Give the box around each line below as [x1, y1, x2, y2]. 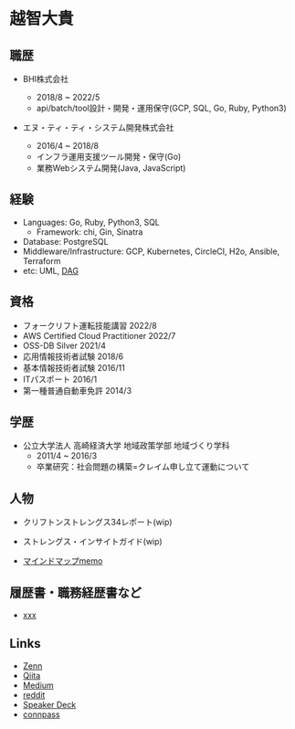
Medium [22, 680, 55, 691]
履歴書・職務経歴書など [9, 585, 142, 600]
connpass [22, 709, 61, 720]
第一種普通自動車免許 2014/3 [22, 385, 132, 396]
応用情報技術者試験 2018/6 [22, 351, 124, 362]
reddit [22, 689, 46, 700]
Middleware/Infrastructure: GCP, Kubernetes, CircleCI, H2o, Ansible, [22, 246, 280, 257]
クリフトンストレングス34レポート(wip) [22, 517, 173, 528]
